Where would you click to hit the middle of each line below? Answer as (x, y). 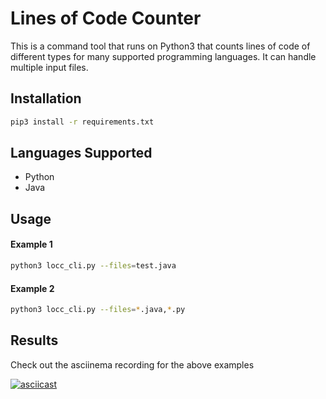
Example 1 (31, 244)
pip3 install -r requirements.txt (82, 122)
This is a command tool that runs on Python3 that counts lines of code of (160, 46)
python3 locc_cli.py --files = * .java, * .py (98, 310)
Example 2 (32, 288)
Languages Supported (81, 153)
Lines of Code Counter (106, 18)
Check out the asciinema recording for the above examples (132, 364)
